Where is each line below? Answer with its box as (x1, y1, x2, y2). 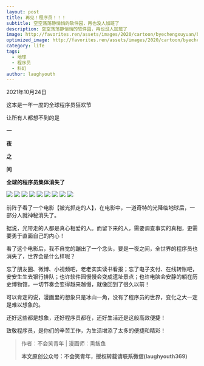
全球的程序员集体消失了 (6, 178, 65, 186)
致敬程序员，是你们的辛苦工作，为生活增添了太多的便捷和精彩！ (6, 327, 166, 334)
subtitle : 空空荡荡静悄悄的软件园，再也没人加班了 (6, 20, 120, 26)
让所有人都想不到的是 (6, 114, 59, 121)
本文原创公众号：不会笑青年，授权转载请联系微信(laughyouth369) (21, 353, 188, 360)
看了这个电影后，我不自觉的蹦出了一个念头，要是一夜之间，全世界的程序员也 (6, 245, 198, 252)
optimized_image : (6, 37, 50, 43)
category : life (6, 43, 45, 49)
